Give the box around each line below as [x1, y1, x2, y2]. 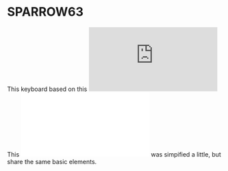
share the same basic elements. [7, 157, 97, 166]
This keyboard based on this [7, 85, 88, 93]
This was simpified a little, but [7, 150, 221, 158]
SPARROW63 [7, 4, 84, 20]
